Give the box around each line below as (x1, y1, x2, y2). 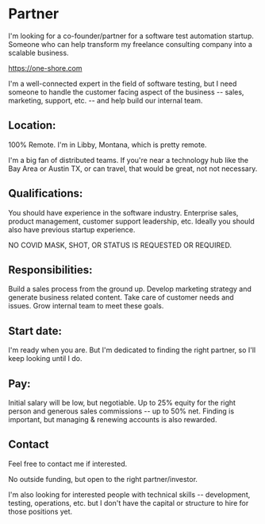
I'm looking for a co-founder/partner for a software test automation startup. (8, 31, 254, 41)
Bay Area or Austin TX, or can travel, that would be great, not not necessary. (8, 164, 258, 173)
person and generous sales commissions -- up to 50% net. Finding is (8, 406, 235, 416)
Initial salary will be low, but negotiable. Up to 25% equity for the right (8, 398, 236, 407)
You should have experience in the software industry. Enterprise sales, (8, 208, 239, 217)
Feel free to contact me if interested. (8, 459, 128, 468)
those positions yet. (8, 507, 73, 516)
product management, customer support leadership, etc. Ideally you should (8, 216, 255, 226)
